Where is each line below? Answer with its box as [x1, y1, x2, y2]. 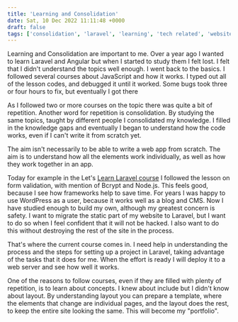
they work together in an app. [7, 160, 93, 169]
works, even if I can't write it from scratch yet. [7, 131, 142, 140]
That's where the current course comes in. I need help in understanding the [7, 240, 228, 249]
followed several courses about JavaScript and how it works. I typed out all [7, 72, 227, 81]
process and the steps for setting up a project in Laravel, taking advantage [7, 248, 225, 256]
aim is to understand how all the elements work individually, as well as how [7, 152, 226, 161]
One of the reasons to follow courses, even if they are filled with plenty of [7, 277, 222, 285]
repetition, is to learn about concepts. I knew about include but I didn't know [7, 284, 229, 293]
